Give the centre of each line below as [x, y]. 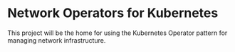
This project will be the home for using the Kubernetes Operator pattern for [117, 33]
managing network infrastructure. [57, 40]
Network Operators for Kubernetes [113, 13]
